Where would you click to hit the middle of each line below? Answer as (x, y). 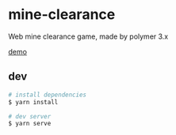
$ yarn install (33, 102)
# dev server (30, 116)
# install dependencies (48, 95)
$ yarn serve (30, 124)
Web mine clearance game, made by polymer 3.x (88, 36)
